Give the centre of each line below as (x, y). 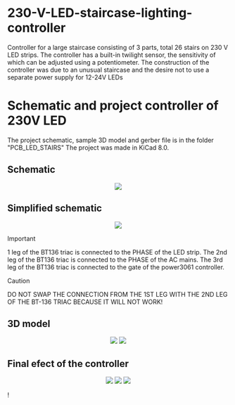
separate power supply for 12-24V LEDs (65, 77)
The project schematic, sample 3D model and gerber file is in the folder (111, 140)
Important (21, 238)
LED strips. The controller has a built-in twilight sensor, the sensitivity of (112, 55)
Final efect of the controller (68, 364)
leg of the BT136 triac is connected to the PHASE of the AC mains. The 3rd (115, 259)
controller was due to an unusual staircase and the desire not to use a (108, 70)
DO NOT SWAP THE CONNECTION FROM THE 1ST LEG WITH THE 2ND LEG (118, 294)
